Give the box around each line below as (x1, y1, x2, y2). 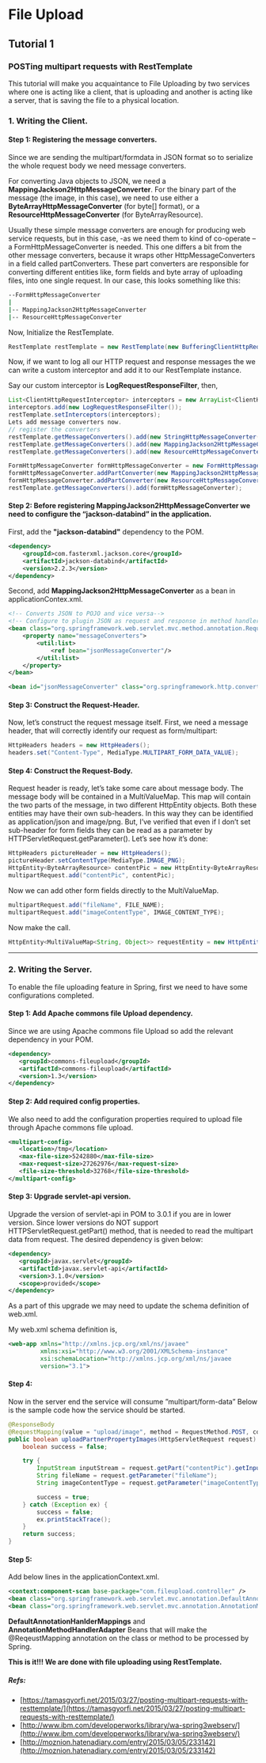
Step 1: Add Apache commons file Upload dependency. (8, 1009, 194, 1018)
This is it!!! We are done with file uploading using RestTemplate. (8, 1657, 222, 1666)
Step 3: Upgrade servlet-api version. (8, 1191, 131, 1201)
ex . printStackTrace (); (36, 1515, 112, 1523)
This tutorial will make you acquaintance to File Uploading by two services (8, 78, 250, 88)
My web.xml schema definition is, (8, 1324, 117, 1335)
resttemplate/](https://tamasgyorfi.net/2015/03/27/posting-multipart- (19, 1704, 245, 1713)
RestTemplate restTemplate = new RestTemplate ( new (8, 343, 179, 351)
